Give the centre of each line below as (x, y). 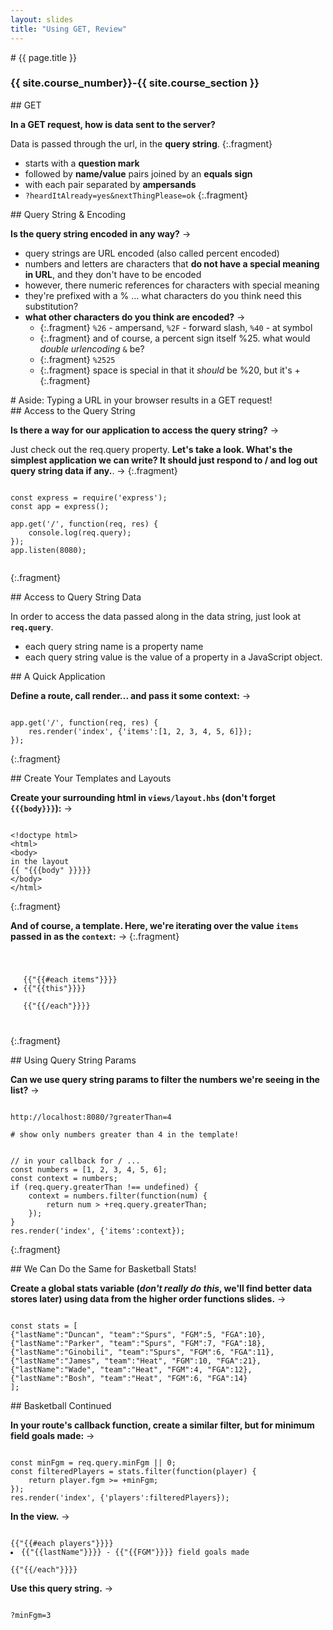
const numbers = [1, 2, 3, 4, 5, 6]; (89, 1169)
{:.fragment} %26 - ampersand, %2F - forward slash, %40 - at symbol (176, 327)
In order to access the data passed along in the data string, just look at (156, 616)
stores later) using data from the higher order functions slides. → (148, 1298)
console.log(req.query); (80, 532)
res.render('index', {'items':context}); (98, 1231)
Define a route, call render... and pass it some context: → (131, 695)
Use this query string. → (62, 1588)
